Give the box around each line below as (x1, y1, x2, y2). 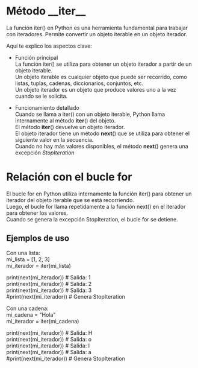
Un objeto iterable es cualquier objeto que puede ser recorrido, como (14, 73, 188, 80)
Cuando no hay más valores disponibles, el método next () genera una (14, 142, 188, 150)
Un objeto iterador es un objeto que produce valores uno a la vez (14, 86, 176, 93)
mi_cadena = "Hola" (6, 311, 56, 318)
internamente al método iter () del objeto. (14, 116, 116, 124)
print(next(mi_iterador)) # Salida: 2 (6, 280, 92, 287)
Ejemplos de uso (6, 233, 70, 244)
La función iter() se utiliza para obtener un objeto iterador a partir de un (14, 60, 192, 68)
